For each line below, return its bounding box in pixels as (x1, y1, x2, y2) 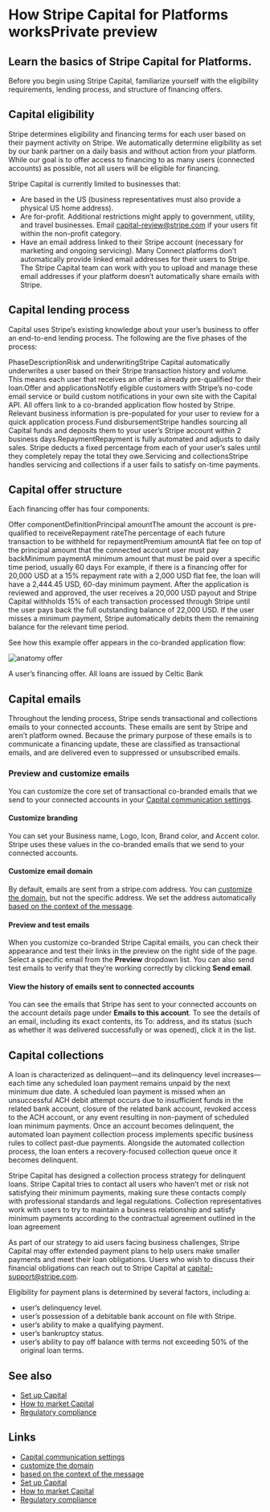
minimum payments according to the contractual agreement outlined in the (8, 1214, 256, 1223)
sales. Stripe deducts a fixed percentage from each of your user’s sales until (8, 442, 261, 452)
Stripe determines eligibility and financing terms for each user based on (8, 129, 247, 138)
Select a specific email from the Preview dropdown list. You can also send (8, 955, 255, 965)
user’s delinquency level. (19, 1303, 103, 1313)
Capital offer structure (8, 483, 123, 497)
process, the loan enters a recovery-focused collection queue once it (8, 1147, 238, 1157)
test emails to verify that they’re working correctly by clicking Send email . (8, 963, 253, 973)
